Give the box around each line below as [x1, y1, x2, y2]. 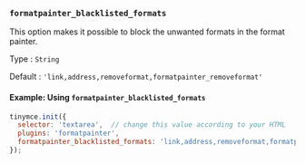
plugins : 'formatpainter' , [17, 129, 120, 139]
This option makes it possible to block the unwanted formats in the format [9, 26, 286, 37]
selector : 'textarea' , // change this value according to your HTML [17, 120, 286, 129]
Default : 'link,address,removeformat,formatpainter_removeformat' [9, 72, 263, 82]
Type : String [9, 53, 60, 64]
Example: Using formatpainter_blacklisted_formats [9, 91, 206, 102]
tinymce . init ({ [9, 112, 67, 121]
